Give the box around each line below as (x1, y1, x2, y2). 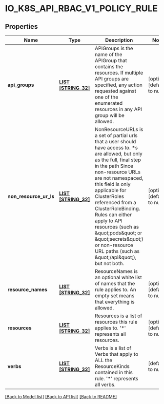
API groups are (94, 76, 129, 82)
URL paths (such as (94, 248, 140, 254)
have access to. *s (94, 144, 138, 151)
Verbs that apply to (94, 351, 139, 357)
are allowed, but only (94, 151, 143, 157)
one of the (94, 94, 119, 100)
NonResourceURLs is (94, 126, 143, 133)
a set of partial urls (94, 132, 138, 139)
